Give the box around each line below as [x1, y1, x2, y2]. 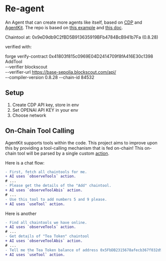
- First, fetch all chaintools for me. [5, 169, 87, 174]
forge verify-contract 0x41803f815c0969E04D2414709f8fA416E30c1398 [5, 53, 153, 59]
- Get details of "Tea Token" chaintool [5, 234, 90, 239]
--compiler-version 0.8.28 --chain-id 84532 [5, 74, 95, 80]
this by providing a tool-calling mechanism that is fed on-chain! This [5, 145, 144, 151]
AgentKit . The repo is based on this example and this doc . [5, 24, 123, 30]
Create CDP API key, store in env [12, 102, 79, 108]
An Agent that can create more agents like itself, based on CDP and [5, 19, 142, 25]
